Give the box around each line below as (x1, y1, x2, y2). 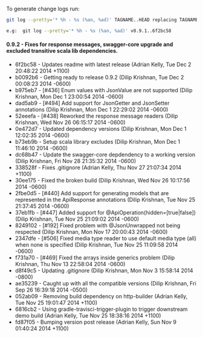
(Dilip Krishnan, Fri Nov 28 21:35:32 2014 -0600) (14, 157, 137, 164)
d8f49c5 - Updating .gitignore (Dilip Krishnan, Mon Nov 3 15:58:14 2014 (14, 267, 193, 274)
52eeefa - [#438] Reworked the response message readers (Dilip (14, 112, 178, 119)
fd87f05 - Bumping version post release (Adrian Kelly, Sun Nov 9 (14, 318, 177, 325)
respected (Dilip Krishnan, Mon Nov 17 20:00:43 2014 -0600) (14, 228, 168, 235)
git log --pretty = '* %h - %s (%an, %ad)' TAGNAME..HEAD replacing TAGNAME (6, 17, 199, 23)
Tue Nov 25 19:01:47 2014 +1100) (14, 299, 98, 306)
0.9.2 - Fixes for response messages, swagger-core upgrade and (6, 41, 173, 48)
